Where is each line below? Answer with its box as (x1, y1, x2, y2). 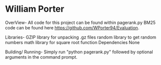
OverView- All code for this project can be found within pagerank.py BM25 (5, 20, 156, 25)
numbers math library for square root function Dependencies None (5, 39, 140, 45)
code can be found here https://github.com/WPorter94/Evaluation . (5, 24, 139, 30)
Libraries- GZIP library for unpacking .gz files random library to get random (5, 34, 157, 40)
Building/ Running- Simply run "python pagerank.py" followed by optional (5, 49, 153, 55)
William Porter (5, 3, 65, 15)
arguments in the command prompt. (5, 54, 77, 60)
